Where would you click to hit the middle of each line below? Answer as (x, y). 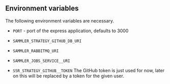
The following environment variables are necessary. (60, 20)
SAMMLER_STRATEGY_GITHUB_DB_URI (47, 41)
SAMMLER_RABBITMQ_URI (35, 51)
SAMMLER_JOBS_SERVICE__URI (41, 61)
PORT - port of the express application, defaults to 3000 (70, 31)
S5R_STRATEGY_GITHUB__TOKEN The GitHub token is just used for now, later (89, 70)
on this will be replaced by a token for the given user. (68, 76)
